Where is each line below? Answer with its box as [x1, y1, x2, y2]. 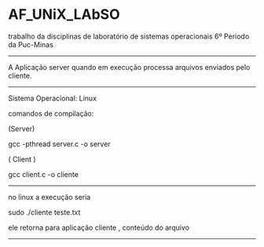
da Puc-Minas [8, 39, 53, 49]
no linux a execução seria [8, 192, 91, 201]
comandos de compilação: [8, 109, 94, 118]
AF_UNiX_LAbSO [8, 6, 120, 24]
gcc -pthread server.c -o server [8, 139, 112, 149]
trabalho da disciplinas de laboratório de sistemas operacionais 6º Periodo [8, 31, 250, 41]
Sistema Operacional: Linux [8, 93, 97, 103]
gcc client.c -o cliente [8, 169, 79, 179]
